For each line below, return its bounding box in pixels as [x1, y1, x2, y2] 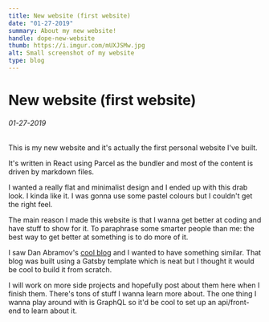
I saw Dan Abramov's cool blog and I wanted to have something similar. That [8, 248, 262, 258]
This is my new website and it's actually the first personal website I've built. [8, 143, 259, 153]
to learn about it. [22, 306, 78, 316]
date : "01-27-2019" [8, 19, 74, 27]
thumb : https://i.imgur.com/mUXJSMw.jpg [8, 42, 146, 50]
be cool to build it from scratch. [8, 265, 112, 275]
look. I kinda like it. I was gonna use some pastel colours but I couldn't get [8, 191, 253, 201]
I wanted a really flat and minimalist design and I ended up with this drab [8, 182, 248, 193]
